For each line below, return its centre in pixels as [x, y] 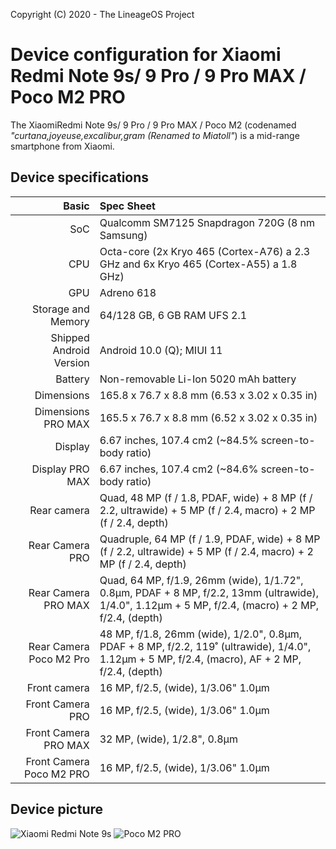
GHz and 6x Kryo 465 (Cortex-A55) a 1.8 [198, 264]
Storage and [61, 309]
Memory [70, 321]
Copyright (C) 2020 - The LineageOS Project [102, 14]
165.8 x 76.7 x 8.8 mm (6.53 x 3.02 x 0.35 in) [208, 395]
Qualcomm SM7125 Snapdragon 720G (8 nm [207, 222]
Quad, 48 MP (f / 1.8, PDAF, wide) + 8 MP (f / [206, 497]
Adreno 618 [128, 292]
